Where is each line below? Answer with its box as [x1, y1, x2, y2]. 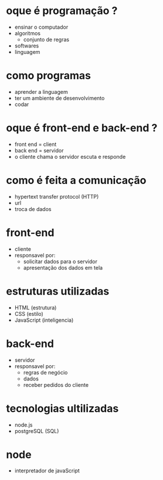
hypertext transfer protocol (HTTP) [14, 193, 99, 200]
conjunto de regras [23, 36, 69, 43]
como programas [6, 69, 91, 83]
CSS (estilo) [14, 310, 44, 317]
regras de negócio [23, 369, 68, 376]
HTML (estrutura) [14, 304, 57, 311]
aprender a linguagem [14, 88, 69, 95]
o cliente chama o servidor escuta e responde [14, 153, 126, 160]
